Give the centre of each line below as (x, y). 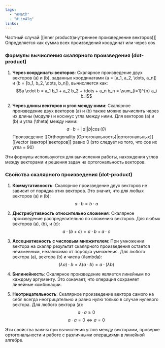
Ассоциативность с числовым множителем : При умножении (78, 241)
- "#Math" (19, 14)
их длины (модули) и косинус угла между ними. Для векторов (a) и (83, 116)
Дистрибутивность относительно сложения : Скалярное (73, 213)
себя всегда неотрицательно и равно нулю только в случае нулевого (85, 299)
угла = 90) (23, 147)
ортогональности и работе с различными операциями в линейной (75, 335)
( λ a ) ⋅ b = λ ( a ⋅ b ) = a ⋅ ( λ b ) (86, 264)
